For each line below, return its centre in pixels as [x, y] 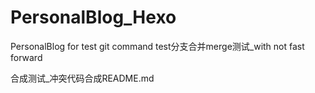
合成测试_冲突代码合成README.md [82, 78]
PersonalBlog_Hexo [93, 17]
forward [26, 57]
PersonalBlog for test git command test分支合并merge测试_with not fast [157, 46]
